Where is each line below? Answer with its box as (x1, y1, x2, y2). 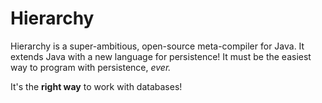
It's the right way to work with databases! (10, 80, 183, 92)
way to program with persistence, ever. (10, 61, 172, 73)
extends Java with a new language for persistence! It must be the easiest (10, 50, 312, 62)
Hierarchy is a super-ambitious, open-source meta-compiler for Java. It (10, 40, 305, 52)
